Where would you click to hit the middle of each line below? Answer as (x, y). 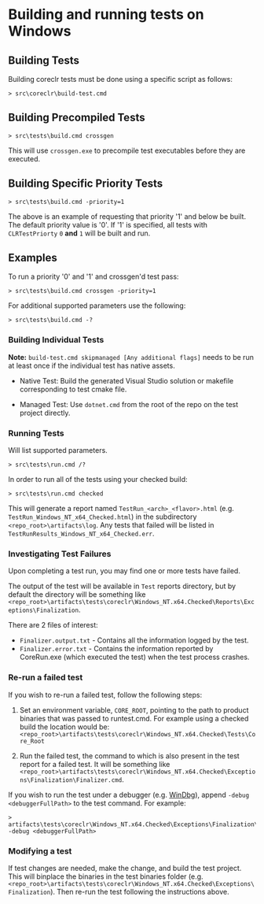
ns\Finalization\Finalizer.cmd (71, 780)
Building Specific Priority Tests (86, 184)
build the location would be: (64, 727)
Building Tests (44, 60)
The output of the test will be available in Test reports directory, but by (122, 586)
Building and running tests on (106, 15)
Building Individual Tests (56, 340)
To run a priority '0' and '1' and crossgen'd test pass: (93, 276)
